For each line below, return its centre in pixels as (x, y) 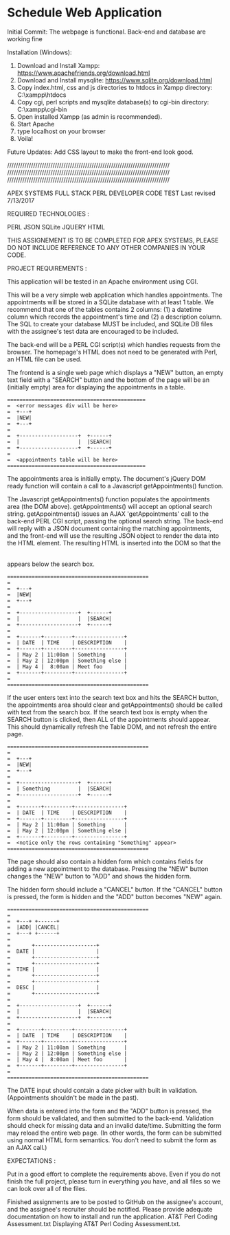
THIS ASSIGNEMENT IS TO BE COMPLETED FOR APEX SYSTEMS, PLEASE (113, 240)
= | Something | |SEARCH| (59, 789)
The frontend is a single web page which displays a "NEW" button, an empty (115, 372)
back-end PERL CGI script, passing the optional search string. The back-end (115, 521)
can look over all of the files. (47, 1188)
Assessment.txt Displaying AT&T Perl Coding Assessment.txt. (94, 1223)
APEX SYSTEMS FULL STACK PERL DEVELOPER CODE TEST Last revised (111, 193)
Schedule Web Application (85, 13)
